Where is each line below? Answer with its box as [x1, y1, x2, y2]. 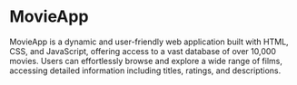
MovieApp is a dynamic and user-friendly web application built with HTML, [9, 36, 289, 47]
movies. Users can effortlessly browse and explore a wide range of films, [9, 55, 283, 66]
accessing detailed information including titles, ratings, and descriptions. [9, 65, 282, 76]
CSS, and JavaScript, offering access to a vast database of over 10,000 [9, 45, 277, 56]
